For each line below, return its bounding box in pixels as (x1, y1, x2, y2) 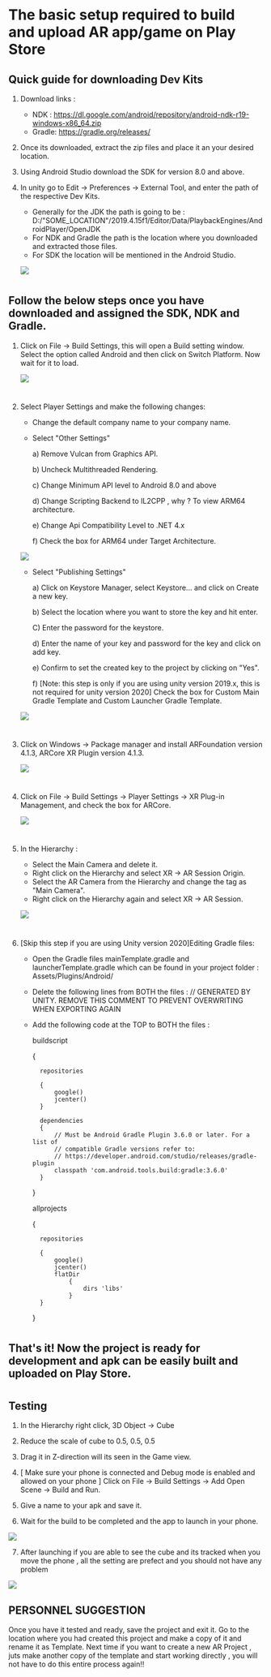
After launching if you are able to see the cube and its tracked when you (19, 1547, 261, 1557)
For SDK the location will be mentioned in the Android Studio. (32, 250, 236, 260)
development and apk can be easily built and (8, 1353, 239, 1368)
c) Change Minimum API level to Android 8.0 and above (32, 480, 217, 490)
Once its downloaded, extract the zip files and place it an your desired (19, 143, 254, 152)
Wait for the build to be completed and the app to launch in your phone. (19, 1516, 259, 1526)
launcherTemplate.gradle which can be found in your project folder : (32, 962, 260, 972)
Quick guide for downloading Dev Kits (8, 72, 204, 86)
